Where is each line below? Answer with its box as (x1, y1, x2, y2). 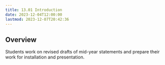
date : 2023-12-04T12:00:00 (5, 12, 62, 17)
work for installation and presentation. (5, 54, 85, 60)
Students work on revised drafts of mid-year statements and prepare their (5, 49, 160, 55)
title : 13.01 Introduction (5, 7, 62, 13)
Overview (5, 35, 37, 44)
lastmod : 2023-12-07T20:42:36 (5, 17, 70, 22)
